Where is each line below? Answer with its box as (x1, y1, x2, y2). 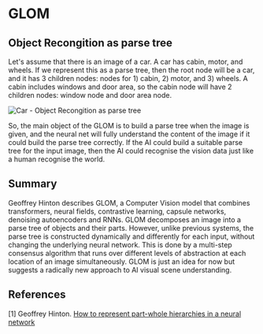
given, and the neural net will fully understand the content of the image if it (8, 129, 250, 139)
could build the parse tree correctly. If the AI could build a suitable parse (8, 138, 243, 147)
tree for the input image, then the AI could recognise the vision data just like (8, 147, 254, 155)
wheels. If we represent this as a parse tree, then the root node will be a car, (8, 65, 255, 75)
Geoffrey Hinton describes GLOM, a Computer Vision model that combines (8, 198, 250, 207)
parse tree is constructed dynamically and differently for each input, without (8, 232, 255, 241)
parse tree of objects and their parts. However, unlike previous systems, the (8, 223, 254, 232)
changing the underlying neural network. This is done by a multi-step (8, 239, 232, 249)
